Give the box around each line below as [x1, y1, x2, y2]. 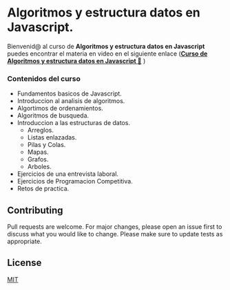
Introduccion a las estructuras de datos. [17, 119, 131, 127]
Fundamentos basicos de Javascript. [17, 89, 122, 98]
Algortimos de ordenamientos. [17, 104, 103, 113]
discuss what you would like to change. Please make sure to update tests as [7, 230, 223, 238]
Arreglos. [27, 126, 54, 135]
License [7, 257, 42, 269]
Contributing [7, 204, 63, 216]
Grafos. [27, 155, 49, 164]
